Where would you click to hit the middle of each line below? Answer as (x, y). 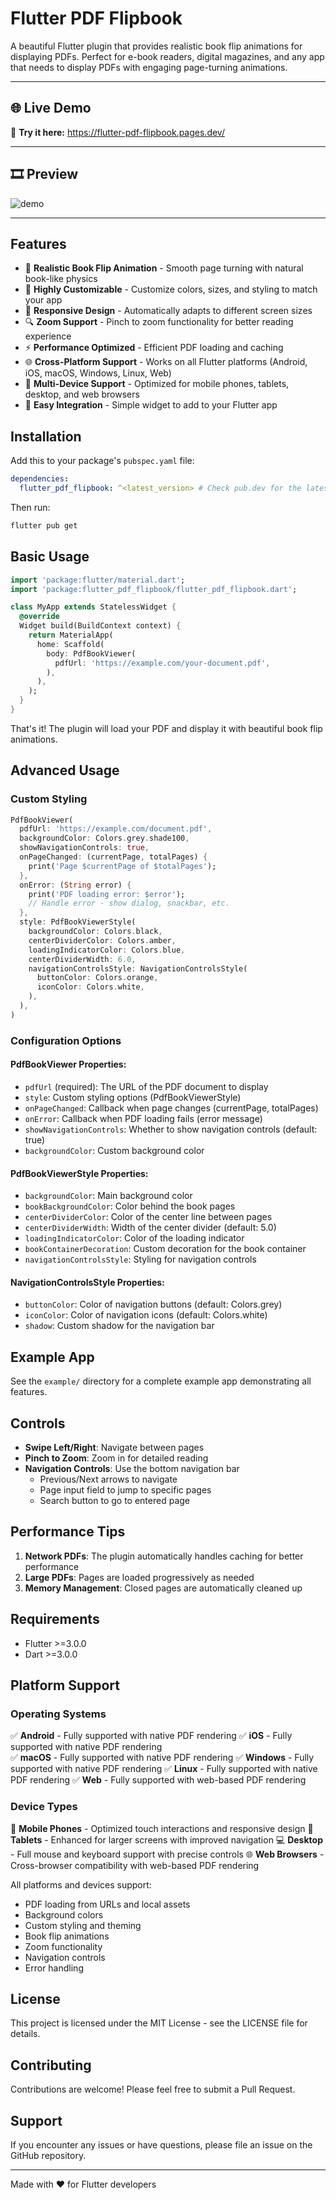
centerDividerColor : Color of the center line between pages (148, 1217)
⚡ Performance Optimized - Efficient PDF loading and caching (154, 348)
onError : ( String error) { (75, 885)
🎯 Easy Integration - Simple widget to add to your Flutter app (151, 405)
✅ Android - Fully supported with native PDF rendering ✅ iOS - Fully (151, 1736)
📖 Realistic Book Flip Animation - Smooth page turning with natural (164, 268)
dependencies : (40, 479)
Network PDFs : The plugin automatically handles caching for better (164, 1556)
